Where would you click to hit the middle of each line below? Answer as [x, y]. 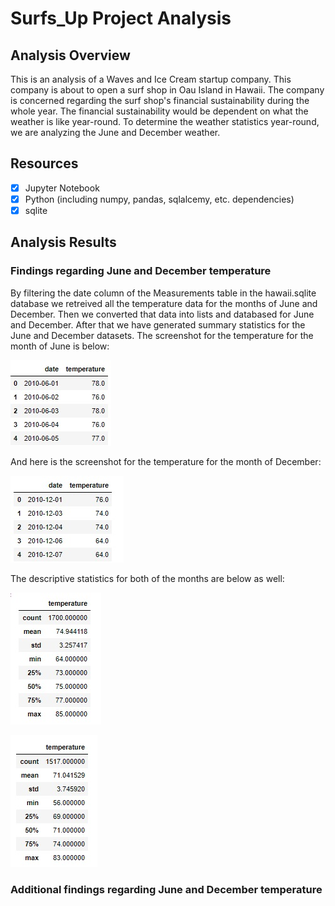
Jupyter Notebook [62, 188]
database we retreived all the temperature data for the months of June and [164, 303]
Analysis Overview [70, 55]
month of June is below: [60, 346]
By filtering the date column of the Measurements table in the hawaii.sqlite [163, 293]
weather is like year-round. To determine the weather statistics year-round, [165, 121]
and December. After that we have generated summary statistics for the [158, 324]
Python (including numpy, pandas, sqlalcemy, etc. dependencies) [159, 199]
